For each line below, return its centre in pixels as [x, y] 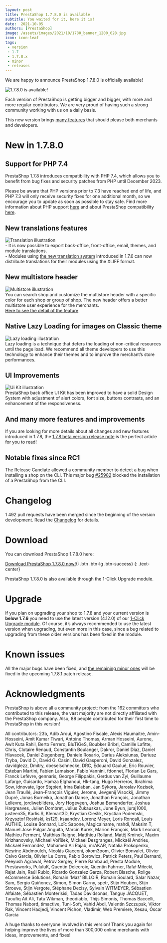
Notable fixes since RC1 [43, 457]
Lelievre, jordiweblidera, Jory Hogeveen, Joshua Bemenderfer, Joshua [78, 803]
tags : [11, 43]
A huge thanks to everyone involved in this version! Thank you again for [79, 924]
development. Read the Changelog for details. [52, 520]
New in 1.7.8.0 [34, 145]
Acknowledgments [45, 694]
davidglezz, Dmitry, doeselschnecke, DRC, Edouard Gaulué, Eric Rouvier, [80, 766]
